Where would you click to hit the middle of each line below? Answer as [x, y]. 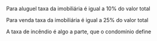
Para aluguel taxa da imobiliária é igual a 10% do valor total [78, 9]
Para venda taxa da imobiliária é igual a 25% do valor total [77, 20]
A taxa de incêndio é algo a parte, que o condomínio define [79, 31]
